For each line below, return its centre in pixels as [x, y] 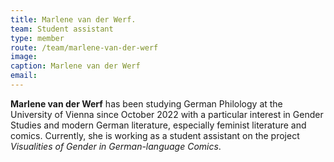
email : [24, 76]
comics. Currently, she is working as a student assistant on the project [155, 135]
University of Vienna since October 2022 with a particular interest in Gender [167, 114]
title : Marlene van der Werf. [73, 19]
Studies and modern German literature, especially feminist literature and [158, 125]
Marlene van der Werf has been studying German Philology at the [146, 103]
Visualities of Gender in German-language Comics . [116, 146]
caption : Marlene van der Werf [75, 66]
